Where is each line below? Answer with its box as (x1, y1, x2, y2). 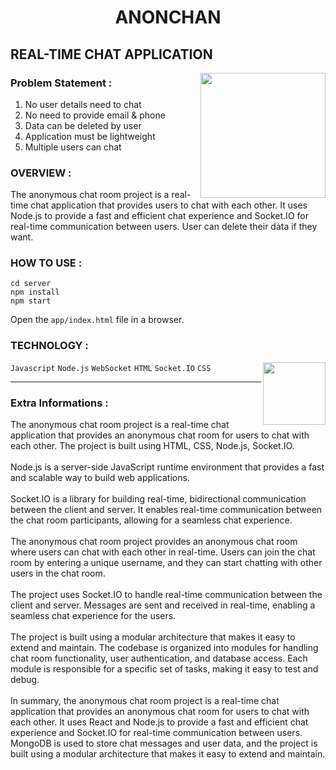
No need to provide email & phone (24, 109, 166, 121)
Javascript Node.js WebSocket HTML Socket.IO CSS (10, 363, 212, 373)
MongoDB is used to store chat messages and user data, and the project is (10, 737, 318, 750)
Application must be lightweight (24, 130, 156, 142)
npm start (10, 296, 52, 306)
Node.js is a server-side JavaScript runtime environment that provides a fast (10, 461, 325, 473)
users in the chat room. (10, 567, 106, 580)
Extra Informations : (10, 396, 109, 410)
